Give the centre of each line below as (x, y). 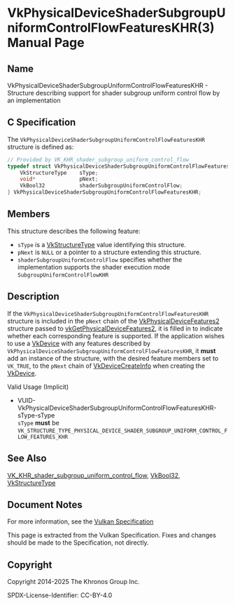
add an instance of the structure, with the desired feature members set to (113, 358)
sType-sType (36, 415)
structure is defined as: (41, 147)
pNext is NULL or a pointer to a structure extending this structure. (109, 252)
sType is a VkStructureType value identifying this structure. (102, 244)
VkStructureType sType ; (59, 173)
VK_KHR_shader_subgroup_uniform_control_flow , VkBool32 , (94, 475)
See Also (27, 459)
